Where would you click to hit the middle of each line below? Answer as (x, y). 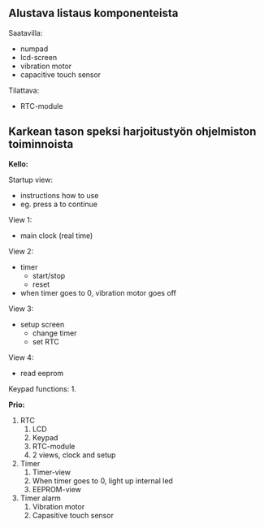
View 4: (21, 357)
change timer (54, 333)
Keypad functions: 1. (43, 388)
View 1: (20, 219)
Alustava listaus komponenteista (93, 13)
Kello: (18, 164)
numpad (34, 49)
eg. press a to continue (58, 204)
